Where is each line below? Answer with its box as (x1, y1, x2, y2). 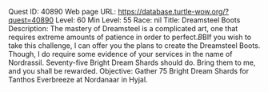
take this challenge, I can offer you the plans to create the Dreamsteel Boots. (8, 41, 261, 50)
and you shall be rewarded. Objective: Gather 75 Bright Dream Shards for (8, 66, 250, 75)
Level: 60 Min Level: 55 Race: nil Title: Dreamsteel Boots (55, 15, 241, 25)
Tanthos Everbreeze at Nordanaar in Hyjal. (8, 75, 148, 84)
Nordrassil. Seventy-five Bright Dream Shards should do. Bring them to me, (8, 58, 256, 67)
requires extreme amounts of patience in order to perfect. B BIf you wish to (8, 32, 252, 42)
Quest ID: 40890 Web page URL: (8, 7, 117, 16)
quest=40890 (8, 15, 54, 25)
